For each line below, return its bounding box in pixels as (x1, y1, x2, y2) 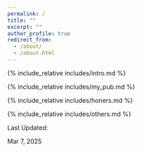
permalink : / (7, 10, 46, 18)
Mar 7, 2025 (7, 137, 42, 145)
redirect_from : (7, 37, 52, 44)
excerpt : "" (7, 23, 42, 30)
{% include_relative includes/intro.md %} (7, 68, 127, 77)
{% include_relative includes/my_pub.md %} (7, 82, 136, 91)
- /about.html (13, 50, 55, 57)
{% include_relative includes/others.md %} (7, 110, 131, 118)
